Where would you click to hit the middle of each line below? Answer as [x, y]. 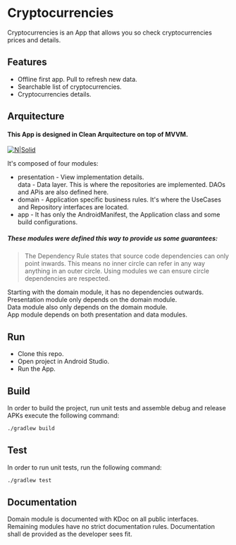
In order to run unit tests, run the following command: [85, 467]
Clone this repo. [41, 354]
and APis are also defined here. [63, 192]
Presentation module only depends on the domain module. [92, 300]
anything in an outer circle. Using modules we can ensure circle [117, 271]
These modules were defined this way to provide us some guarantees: [113, 238]
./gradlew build [31, 428]
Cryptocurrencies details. [54, 94]
